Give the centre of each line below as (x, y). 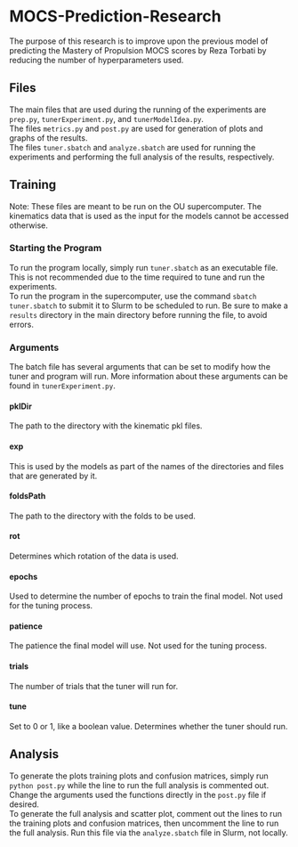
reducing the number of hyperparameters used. (97, 60)
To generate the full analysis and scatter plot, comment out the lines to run (146, 813)
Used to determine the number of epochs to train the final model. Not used (146, 596)
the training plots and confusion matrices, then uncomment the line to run (144, 823)
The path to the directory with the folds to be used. (102, 516)
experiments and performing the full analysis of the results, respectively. (142, 157)
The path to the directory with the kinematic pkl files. (106, 426)
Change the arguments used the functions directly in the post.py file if (138, 794)
